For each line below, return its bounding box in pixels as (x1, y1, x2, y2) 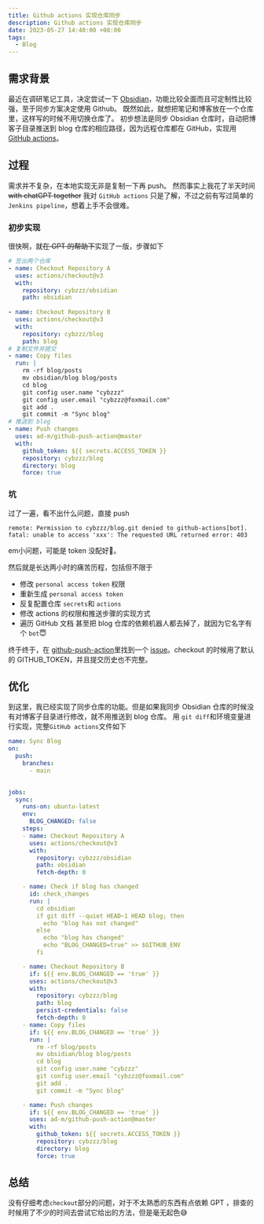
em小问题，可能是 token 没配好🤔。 (8, 545, 121, 555)
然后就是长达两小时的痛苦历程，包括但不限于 (8, 563, 153, 572)
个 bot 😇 (19, 628, 47, 637)
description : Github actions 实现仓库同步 (8, 19, 142, 27)
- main (28, 767, 51, 775)
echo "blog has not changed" (42, 919, 139, 927)
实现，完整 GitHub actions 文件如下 (14, 722, 127, 731)
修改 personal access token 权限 (19, 579, 126, 588)
